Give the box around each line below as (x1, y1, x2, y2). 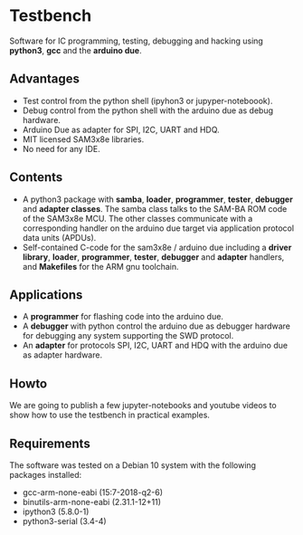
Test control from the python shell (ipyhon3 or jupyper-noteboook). (22, 95, 273, 106)
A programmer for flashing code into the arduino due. (22, 311, 224, 322)
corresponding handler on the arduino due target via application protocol (22, 223, 295, 234)
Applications (9, 287, 83, 302)
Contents (9, 169, 63, 186)
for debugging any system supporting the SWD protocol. (22, 330, 234, 341)
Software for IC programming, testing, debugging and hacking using (9, 35, 264, 46)
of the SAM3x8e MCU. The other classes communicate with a (22, 213, 253, 224)
